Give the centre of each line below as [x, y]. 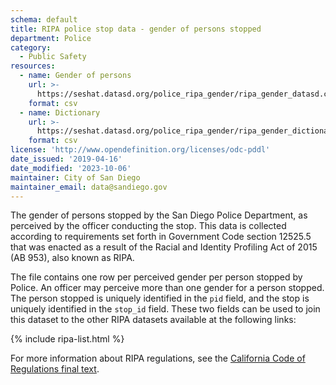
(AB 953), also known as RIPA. [72, 258]
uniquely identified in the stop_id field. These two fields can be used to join [165, 309]
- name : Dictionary [60, 112]
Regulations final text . [55, 369]
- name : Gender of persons [75, 76]
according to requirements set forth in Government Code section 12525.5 [161, 237]
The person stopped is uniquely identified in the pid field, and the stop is [160, 298]
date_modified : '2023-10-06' [71, 168]
